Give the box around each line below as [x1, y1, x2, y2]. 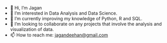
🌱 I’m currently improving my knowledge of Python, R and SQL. [10, 16, 143, 21]
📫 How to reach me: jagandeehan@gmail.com [10, 32, 108, 38]
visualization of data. [10, 26, 54, 32]
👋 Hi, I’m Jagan [10, 5, 42, 11]
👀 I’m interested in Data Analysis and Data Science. [10, 10, 118, 16]
